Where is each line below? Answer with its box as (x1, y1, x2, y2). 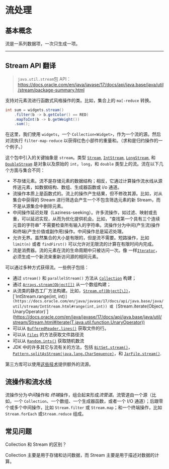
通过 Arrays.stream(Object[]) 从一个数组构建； (12, 281, 112, 288)
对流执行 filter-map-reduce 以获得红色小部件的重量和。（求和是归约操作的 (5, 137, 158, 144)
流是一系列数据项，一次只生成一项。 (5, 41, 80, 46)
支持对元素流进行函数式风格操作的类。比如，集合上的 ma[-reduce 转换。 (5, 97, 154, 103)
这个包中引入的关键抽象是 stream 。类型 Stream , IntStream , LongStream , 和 (5, 154, 156, 161)
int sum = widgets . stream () (5, 107, 64, 113)
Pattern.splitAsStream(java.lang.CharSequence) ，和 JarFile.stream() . (12, 350, 162, 356)
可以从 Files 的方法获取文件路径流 (12, 332, 84, 338)
